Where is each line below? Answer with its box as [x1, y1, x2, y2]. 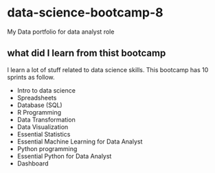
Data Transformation [16, 115, 76, 124]
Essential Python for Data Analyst [16, 152, 112, 160]
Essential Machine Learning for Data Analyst [16, 137, 143, 146]
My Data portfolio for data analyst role [7, 27, 115, 36]
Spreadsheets [16, 93, 57, 102]
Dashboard [16, 159, 49, 168]
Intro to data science [16, 86, 76, 94]
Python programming [16, 144, 78, 152]
